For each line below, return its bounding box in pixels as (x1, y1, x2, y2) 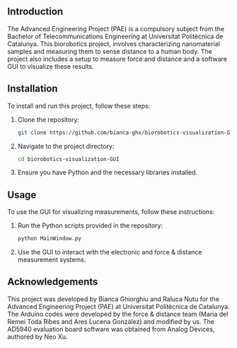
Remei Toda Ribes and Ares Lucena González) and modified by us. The (7, 317, 214, 325)
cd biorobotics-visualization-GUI (17, 155, 120, 162)
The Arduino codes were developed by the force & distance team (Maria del (7, 310, 229, 318)
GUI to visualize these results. (7, 62, 94, 70)
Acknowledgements (7, 276, 98, 288)
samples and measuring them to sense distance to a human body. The (7, 47, 212, 55)
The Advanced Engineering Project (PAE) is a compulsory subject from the (7, 24, 225, 33)
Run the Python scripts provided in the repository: (17, 221, 163, 230)
